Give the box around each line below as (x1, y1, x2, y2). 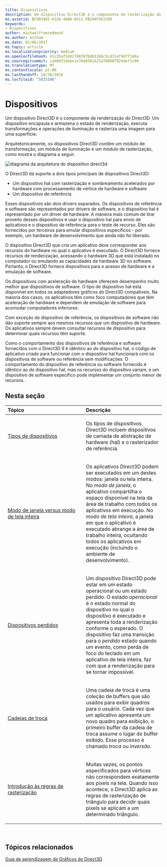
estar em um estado (86, 581, 133, 588)
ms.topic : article (5, 44, 43, 49)
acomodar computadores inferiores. (5, 305, 79, 311)
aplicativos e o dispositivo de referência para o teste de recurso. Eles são (5, 222, 156, 228)
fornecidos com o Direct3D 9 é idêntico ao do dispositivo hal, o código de (5, 345, 157, 351)
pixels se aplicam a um (86, 805, 139, 812)
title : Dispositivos (5, 7, 48, 12)
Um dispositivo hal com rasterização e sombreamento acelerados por (12, 180, 155, 186)
